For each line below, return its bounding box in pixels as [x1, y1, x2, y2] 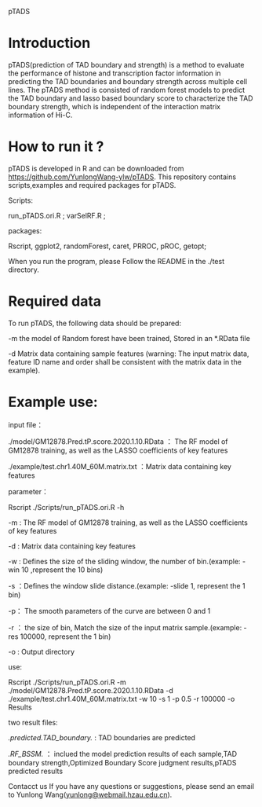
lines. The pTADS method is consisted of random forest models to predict [8, 85, 246, 94]
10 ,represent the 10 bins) [21, 565, 104, 574]
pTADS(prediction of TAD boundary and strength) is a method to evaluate [8, 60, 245, 69]
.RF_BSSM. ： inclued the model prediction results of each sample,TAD [8, 749, 238, 758]
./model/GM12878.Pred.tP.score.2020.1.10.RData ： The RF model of [8, 436, 229, 446]
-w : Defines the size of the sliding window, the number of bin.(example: [8, 556, 241, 566]
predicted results [8, 766, 64, 776]
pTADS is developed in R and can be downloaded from [8, 163, 184, 173]
